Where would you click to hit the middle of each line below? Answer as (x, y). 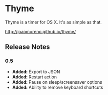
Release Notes (28, 47)
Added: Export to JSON (36, 71)
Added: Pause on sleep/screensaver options (57, 82)
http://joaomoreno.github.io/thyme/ (41, 31)
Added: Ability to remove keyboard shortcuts (58, 87)
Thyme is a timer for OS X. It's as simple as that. (53, 22)
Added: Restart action (34, 77)
